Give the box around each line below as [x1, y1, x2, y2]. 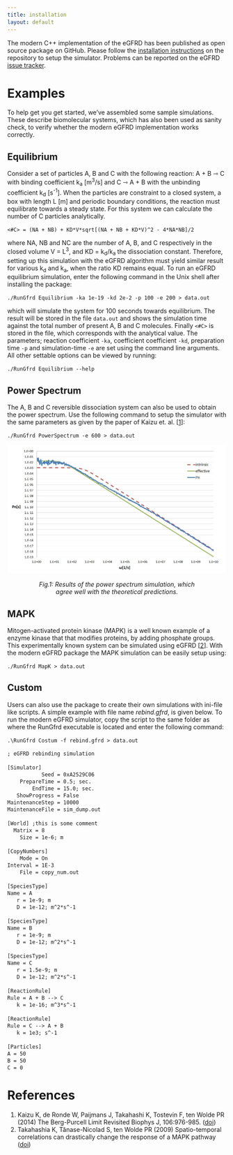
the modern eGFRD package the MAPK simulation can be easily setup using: [7, 649, 227, 657]
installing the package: [7, 280, 72, 289]
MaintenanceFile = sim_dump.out [7, 806, 101, 813]
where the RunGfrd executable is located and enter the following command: [7, 722, 224, 731]
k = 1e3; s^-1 [16, 1029, 58, 1036]
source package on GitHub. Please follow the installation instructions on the [7, 46, 225, 54]
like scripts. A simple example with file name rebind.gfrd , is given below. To [7, 708, 223, 716]
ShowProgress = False [16, 792, 79, 799]
